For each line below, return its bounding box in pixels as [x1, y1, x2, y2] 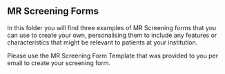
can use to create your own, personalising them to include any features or [7, 31, 217, 39]
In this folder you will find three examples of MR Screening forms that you [7, 23, 217, 32]
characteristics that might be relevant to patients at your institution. [7, 38, 198, 47]
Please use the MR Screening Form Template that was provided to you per [7, 51, 219, 60]
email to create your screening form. [7, 58, 111, 67]
